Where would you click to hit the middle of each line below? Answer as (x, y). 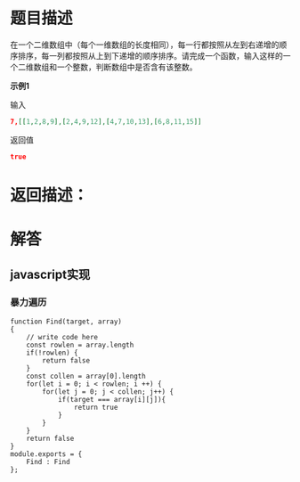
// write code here (62, 337)
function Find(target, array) (66, 322)
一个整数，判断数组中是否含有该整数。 (127, 67)
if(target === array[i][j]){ (112, 399)
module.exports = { (46, 454)
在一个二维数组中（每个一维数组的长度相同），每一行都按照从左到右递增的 (145, 45)
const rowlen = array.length (80, 345)
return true (96, 407)
